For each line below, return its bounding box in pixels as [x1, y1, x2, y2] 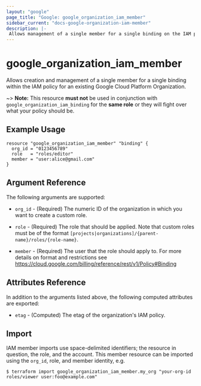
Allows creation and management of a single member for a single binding [6, 77, 187, 84]
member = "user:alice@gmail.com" [11, 156, 95, 162]
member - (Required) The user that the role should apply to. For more [14, 247, 182, 254]
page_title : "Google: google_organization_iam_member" [6, 14, 146, 20]
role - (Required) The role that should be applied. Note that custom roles [14, 223, 194, 230]
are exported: [6, 300, 40, 307]
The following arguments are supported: [6, 193, 106, 200]
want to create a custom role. [14, 211, 87, 218]
